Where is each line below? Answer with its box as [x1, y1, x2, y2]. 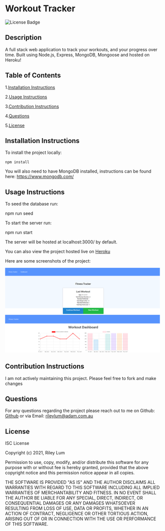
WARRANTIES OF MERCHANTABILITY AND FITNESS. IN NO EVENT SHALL [5, 490, 157, 496]
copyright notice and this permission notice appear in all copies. [5, 470, 135, 476]
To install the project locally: [5, 149, 62, 155]
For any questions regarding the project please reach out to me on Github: [5, 408, 155, 413]
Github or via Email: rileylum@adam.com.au [5, 413, 93, 419]
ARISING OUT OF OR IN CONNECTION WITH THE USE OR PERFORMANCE [5, 516, 156, 522]
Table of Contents [5, 71, 61, 80]
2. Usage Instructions [5, 94, 48, 100]
